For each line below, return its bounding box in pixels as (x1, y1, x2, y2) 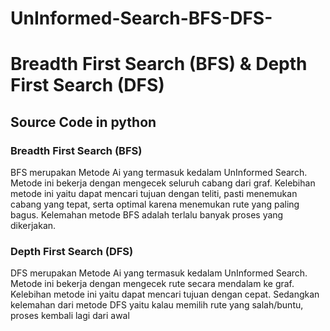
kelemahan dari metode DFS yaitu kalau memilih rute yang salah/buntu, (10, 299, 304, 311)
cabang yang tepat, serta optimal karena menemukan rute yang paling (10, 198, 300, 211)
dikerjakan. (10, 220, 57, 232)
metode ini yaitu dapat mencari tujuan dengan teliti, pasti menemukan (10, 188, 298, 200)
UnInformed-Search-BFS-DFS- (10, 7, 273, 30)
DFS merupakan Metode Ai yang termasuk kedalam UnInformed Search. (10, 267, 308, 279)
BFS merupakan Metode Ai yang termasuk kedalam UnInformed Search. (10, 167, 308, 179)
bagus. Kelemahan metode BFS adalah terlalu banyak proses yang (10, 209, 284, 221)
